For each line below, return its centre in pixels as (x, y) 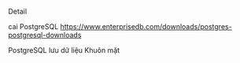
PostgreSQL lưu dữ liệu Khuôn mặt (64, 50)
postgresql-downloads (45, 35)
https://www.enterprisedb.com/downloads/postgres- (146, 26)
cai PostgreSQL (33, 26)
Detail (18, 11)
